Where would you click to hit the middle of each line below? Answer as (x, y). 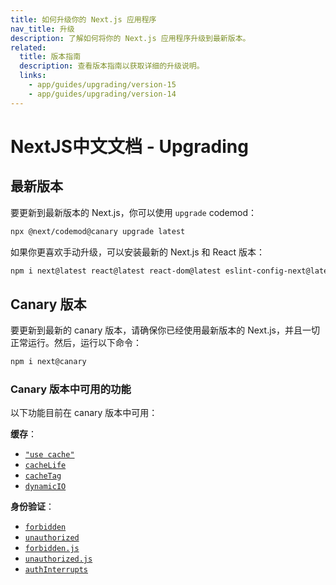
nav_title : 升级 (42, 29)
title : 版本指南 (50, 57)
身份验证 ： (32, 507)
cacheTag (43, 476)
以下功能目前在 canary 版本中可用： (84, 413)
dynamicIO (45, 487)
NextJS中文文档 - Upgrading (129, 146)
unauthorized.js (58, 559)
